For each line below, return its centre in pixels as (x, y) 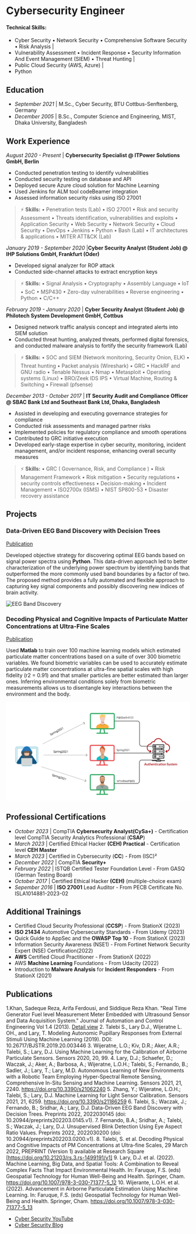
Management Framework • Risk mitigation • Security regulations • (100, 477)
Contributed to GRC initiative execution (61, 438)
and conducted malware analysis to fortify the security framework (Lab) (101, 346)
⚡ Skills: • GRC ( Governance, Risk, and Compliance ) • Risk (92, 469)
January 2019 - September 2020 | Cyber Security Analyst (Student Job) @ (97, 248)
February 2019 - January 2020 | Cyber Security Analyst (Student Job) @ (95, 309)
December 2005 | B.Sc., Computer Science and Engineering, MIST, (95, 117)
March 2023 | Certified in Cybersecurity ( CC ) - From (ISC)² (86, 856)
